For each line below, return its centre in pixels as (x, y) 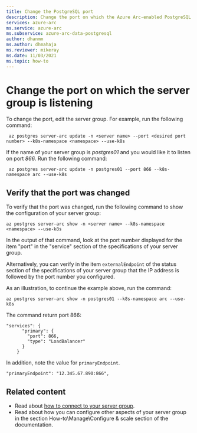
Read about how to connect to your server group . (75, 406)
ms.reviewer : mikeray (33, 50)
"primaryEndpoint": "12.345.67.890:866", (58, 374)
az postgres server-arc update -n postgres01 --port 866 (80, 170)
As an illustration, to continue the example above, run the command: (89, 288)
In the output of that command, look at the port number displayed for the (94, 240)
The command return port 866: (44, 315)
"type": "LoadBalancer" (56, 341)
